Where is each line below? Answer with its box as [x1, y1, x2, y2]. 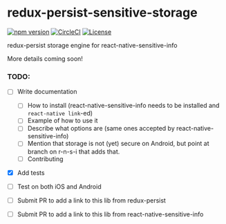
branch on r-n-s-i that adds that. [27, 147, 120, 156]
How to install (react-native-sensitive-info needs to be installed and [27, 102, 220, 110]
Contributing [27, 154, 64, 163]
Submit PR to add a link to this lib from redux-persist [17, 196, 166, 205]
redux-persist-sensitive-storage [7, 5, 198, 21]
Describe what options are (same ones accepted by [27, 124, 175, 133]
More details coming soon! [7, 54, 83, 63]
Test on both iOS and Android [17, 182, 102, 191]
